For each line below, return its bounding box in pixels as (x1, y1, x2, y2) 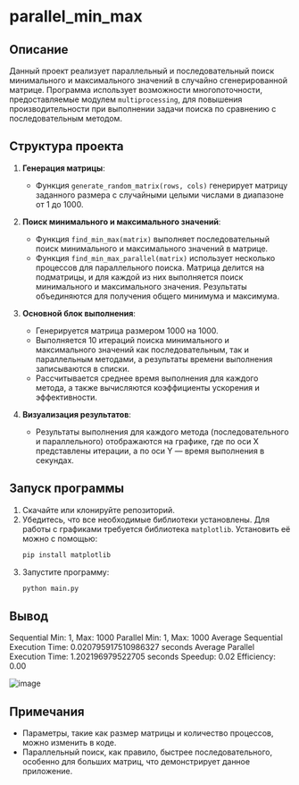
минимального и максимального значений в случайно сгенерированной (9, 75, 288, 86)
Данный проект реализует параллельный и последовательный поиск (9, 65, 275, 76)
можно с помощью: (21, 533, 98, 544)
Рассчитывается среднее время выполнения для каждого (35, 373, 259, 384)
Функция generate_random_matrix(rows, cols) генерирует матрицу (35, 180, 288, 190)
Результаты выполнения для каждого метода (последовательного (35, 426, 289, 437)
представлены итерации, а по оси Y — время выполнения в (35, 445, 265, 456)
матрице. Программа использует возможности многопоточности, (9, 85, 263, 95)
